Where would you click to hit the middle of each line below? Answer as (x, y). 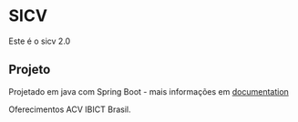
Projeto (30, 70)
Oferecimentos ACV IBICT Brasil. (70, 109)
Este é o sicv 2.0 (40, 41)
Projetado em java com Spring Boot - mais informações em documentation (149, 91)
